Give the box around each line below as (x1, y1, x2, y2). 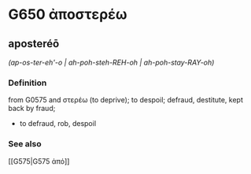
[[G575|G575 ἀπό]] (8, 156, 70, 166)
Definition (8, 77, 47, 88)
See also (8, 139, 42, 150)
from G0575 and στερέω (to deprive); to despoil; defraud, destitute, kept (8, 95, 244, 105)
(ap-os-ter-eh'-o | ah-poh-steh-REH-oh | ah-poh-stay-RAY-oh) (8, 57, 215, 67)
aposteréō (8, 37, 60, 50)
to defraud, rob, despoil (19, 119, 97, 128)
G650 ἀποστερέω (8, 6, 127, 24)
